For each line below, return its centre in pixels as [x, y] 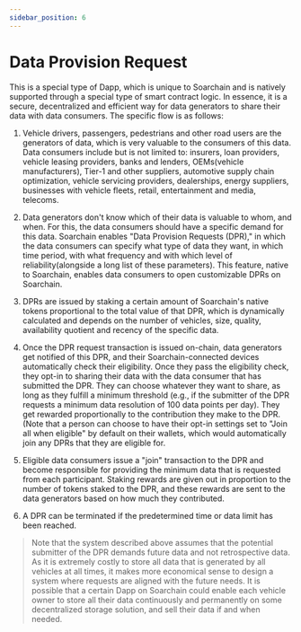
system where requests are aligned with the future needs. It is [146, 581]
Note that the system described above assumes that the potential [152, 542]
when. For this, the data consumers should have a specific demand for [153, 226]
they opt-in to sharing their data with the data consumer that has [142, 376]
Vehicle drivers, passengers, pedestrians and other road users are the [152, 133]
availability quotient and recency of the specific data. [120, 329]
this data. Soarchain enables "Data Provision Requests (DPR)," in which [154, 236]
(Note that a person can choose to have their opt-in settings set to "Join [155, 424]
